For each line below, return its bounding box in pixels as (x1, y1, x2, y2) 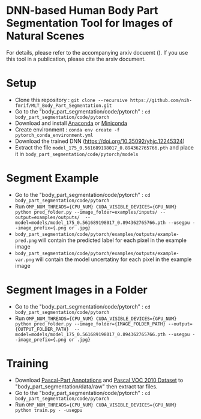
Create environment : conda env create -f (14, 125, 120, 133)
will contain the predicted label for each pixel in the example (38, 237, 187, 244)
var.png (14, 256, 34, 263)
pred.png (14, 238, 37, 244)
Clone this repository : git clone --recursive (14, 96, 128, 103)
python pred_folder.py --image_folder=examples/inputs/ (14, 209, 158, 215)
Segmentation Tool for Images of (6, 16, 173, 30)
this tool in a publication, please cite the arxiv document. (6, 55, 146, 62)
